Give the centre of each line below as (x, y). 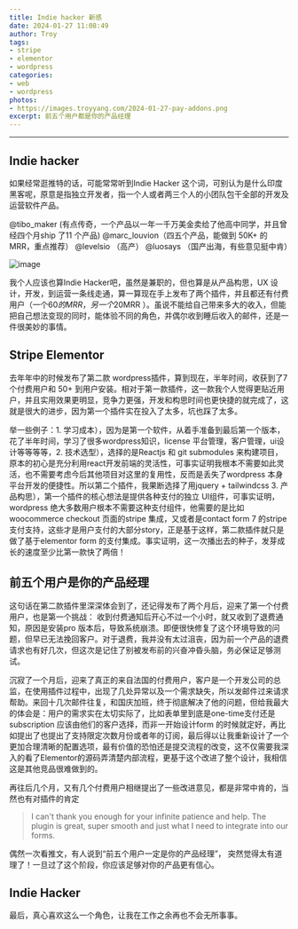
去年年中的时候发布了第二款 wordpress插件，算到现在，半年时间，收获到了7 (149, 377)
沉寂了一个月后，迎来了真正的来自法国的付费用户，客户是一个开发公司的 (141, 680)
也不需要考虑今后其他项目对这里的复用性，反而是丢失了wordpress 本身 (154, 474)
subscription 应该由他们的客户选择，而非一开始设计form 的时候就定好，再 (144, 724)
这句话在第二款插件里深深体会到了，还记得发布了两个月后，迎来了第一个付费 (149, 605)
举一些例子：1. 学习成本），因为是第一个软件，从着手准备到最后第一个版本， (147, 429)
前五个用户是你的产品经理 (79, 583)
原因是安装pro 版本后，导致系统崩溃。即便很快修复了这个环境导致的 (148, 627)
